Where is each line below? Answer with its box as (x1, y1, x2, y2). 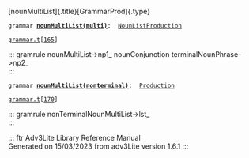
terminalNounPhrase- (171, 50, 242, 58)
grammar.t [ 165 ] (8, 36, 58, 43)
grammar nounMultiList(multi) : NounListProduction (8, 22, 182, 30)
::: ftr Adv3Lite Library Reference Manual (8, 134, 141, 142)
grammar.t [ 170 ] (8, 96, 58, 103)
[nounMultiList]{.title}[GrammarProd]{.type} (8, 7, 150, 16)
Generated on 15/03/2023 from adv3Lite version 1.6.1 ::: (8, 141, 189, 151)
